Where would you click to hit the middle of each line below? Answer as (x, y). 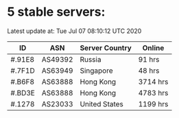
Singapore (96, 71)
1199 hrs (153, 104)
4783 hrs (153, 93)
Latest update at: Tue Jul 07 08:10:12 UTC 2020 (74, 31)
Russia (91, 59)
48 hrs (149, 71)
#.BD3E (23, 93)
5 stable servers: (56, 12)
